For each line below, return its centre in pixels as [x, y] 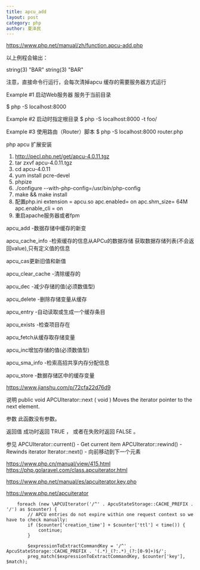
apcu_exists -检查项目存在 [38, 325]
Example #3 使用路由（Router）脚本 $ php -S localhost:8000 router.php [95, 132]
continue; [50, 531]
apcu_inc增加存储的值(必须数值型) [48, 350]
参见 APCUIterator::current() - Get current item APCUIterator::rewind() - [94, 444]
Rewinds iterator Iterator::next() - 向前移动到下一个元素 [73, 452]
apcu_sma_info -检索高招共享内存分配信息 [58, 363]
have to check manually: [37, 520]
